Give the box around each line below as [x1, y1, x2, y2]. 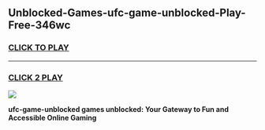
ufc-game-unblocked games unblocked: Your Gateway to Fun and [8, 104, 230, 113]
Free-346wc [8, 19, 71, 32]
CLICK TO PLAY [8, 43, 69, 54]
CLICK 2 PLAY [8, 72, 63, 83]
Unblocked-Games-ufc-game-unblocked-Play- [8, 6, 246, 20]
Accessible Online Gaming [8, 113, 97, 122]
